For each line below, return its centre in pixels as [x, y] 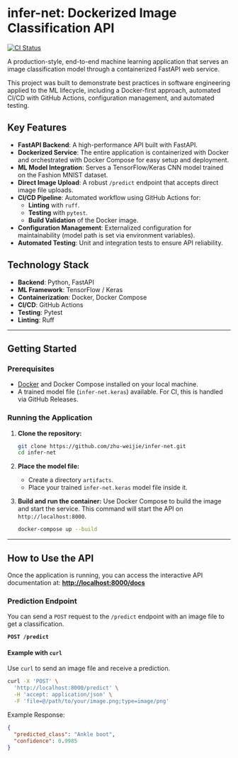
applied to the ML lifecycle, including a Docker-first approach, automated [114, 90]
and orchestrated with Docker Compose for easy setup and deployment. [123, 160]
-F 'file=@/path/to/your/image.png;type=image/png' [92, 701]
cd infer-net [37, 453]
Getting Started [42, 349]
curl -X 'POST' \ [33, 681]
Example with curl [35, 652]
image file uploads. [45, 190]
